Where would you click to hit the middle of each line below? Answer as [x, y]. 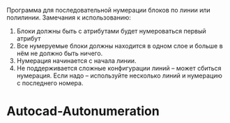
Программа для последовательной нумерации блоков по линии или [108, 10]
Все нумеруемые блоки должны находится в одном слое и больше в [120, 46]
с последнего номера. [50, 83]
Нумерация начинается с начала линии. [76, 61]
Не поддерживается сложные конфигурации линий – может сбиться [119, 68]
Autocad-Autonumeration [83, 111]
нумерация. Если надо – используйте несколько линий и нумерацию [119, 75]
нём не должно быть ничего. [60, 53]
